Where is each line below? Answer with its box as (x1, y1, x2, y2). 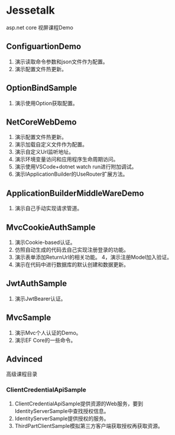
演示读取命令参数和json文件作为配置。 (14, 58, 108, 65)
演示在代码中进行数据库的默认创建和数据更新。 (14, 261, 129, 268)
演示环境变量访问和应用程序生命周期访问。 (14, 155, 119, 163)
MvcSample (6, 313, 51, 323)
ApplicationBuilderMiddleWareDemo (6, 188, 144, 198)
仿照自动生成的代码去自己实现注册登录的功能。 (14, 246, 129, 253)
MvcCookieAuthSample (6, 222, 96, 232)
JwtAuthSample (6, 278, 67, 288)
